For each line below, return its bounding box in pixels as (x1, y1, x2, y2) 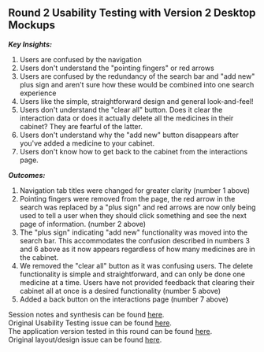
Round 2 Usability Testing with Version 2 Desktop (8, 6, 256, 20)
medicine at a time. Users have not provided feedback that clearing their (19, 277, 255, 287)
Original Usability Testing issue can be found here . (8, 318, 172, 328)
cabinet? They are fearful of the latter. (19, 121, 143, 131)
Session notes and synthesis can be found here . (8, 309, 165, 319)
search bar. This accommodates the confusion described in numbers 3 (19, 235, 251, 245)
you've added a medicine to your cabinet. (19, 138, 155, 148)
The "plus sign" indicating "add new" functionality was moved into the (19, 228, 248, 237)
